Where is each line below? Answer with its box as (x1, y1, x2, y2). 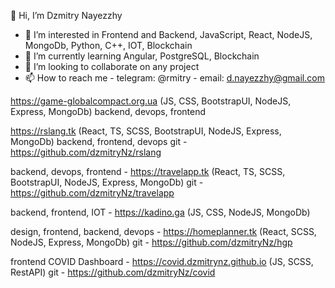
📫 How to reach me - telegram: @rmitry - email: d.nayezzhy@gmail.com (24, 72, 325, 84)
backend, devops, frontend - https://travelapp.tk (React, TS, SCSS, (10, 166, 286, 177)
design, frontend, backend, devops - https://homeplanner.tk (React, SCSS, (10, 226, 317, 237)
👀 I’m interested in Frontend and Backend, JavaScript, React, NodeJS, (24, 29, 313, 40)
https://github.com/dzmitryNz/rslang (10, 146, 162, 158)
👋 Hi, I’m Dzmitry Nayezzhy (10, 10, 123, 21)
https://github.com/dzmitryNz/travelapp (10, 187, 175, 199)
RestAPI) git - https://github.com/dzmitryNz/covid (10, 266, 216, 278)
